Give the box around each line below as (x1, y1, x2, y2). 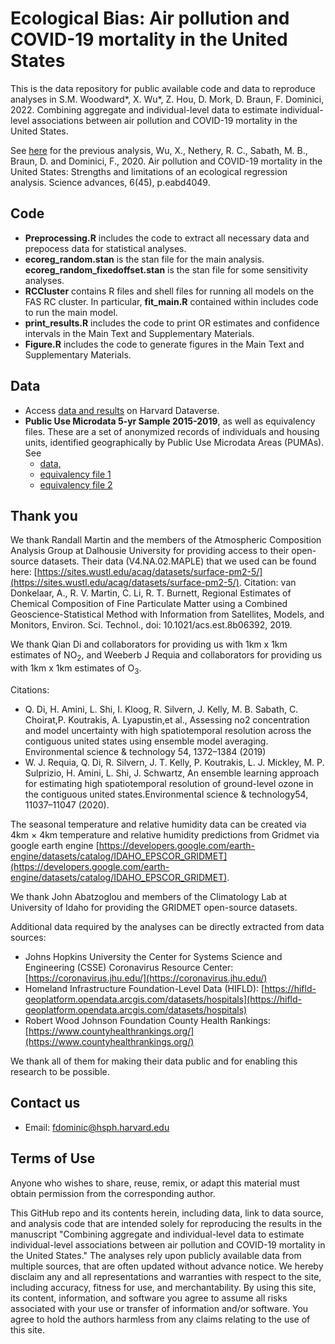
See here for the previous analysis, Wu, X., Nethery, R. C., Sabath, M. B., (10, 144, 308, 156)
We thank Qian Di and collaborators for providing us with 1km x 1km (10, 638, 288, 651)
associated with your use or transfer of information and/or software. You (10, 1302, 309, 1314)
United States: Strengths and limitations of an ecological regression (10, 165, 288, 177)
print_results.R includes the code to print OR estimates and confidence (24, 317, 320, 329)
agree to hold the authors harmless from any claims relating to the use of (10, 1313, 311, 1325)
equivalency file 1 (39, 468, 112, 480)
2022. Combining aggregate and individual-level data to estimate (10, 103, 278, 116)
